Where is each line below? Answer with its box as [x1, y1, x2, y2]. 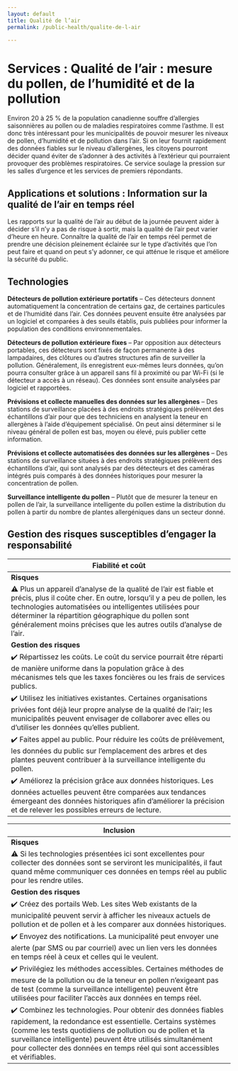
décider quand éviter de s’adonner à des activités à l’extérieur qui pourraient [7, 152, 230, 160]
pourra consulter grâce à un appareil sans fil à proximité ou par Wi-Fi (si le [7, 368, 225, 377]
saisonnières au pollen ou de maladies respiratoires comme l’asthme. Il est [7, 121, 225, 130]
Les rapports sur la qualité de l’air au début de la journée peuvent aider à [7, 217, 220, 226]
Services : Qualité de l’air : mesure [7, 60, 212, 77]
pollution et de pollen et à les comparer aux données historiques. [11, 919, 227, 929]
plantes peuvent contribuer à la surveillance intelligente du [11, 754, 205, 764]
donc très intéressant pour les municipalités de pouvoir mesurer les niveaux [7, 129, 229, 138]
